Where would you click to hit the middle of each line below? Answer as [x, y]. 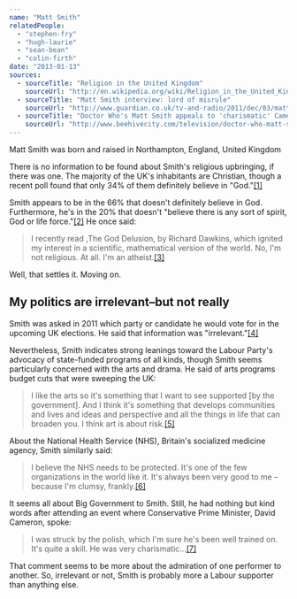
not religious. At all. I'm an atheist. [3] [98, 257]
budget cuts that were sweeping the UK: [83, 378]
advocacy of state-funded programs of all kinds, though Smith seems [136, 359]
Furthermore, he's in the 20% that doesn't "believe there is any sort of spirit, [148, 212]
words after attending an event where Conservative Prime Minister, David [142, 512]
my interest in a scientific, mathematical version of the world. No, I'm [156, 248]
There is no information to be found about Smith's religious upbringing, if [142, 166]
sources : [25, 75]
